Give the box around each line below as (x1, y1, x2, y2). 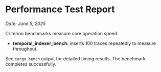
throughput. (12, 45, 38, 52)
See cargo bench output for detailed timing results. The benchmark (5, 55, 146, 62)
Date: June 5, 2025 (5, 20, 46, 27)
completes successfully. (5, 61, 56, 67)
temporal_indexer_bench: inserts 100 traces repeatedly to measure (12, 40, 156, 46)
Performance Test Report (5, 4, 115, 15)
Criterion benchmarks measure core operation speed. (5, 30, 119, 36)
